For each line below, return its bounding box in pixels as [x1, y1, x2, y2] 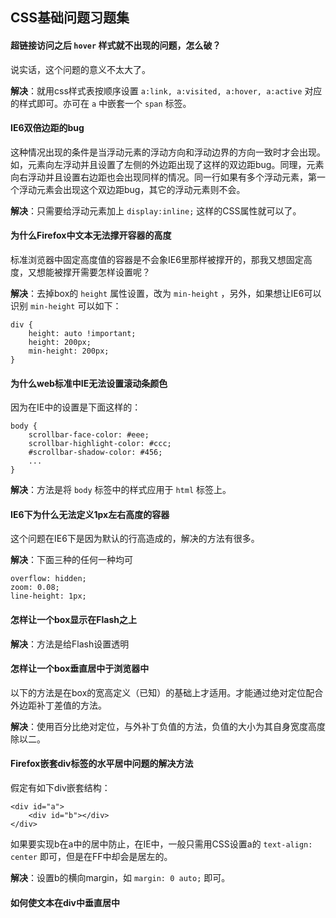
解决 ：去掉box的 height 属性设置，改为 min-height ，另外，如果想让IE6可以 [10, 288, 322, 299]
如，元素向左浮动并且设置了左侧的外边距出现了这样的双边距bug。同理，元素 [10, 158, 325, 170]
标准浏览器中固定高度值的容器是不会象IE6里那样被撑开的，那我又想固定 [10, 254, 304, 265]
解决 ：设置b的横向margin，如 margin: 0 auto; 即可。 [10, 872, 231, 884]
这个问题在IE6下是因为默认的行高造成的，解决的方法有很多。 [10, 533, 260, 545]
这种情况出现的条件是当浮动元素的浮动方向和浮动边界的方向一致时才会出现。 [10, 146, 326, 158]
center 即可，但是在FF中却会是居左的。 [10, 851, 173, 863]
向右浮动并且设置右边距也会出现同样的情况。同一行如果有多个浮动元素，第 [10, 171, 317, 183]
